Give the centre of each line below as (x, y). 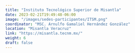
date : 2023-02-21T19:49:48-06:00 (41, 15)
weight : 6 (16, 38)
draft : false (19, 43)
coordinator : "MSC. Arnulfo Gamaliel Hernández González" (68, 24)
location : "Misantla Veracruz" (38, 29)
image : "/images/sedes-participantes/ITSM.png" (57, 19)
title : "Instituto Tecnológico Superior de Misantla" (63, 10)
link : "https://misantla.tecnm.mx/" (44, 33)
